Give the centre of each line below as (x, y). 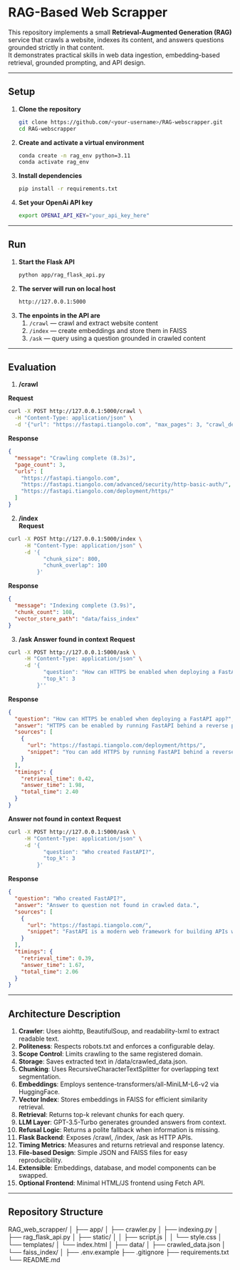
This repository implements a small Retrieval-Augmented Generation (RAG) (120, 32)
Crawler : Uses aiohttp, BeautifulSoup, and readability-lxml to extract (119, 1031)
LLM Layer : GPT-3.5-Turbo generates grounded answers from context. (122, 1122)
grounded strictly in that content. (56, 47)
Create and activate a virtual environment (81, 142)
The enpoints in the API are (59, 315)
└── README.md (34, 1259)
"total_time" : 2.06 (50, 972)
